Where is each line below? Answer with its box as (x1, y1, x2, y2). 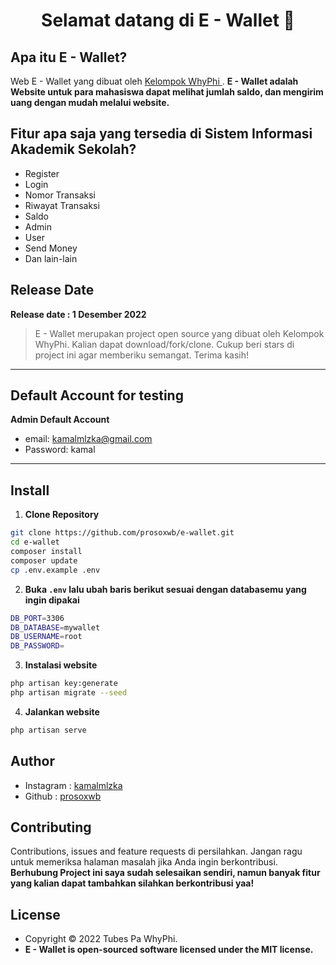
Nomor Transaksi (24, 189, 96, 201)
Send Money (24, 242, 78, 254)
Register (24, 167, 60, 179)
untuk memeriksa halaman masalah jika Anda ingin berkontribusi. (10, 856, 278, 868)
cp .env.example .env (10, 565, 101, 575)
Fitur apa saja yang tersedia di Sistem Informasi (10, 125, 313, 143)
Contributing (10, 819, 92, 836)
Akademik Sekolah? (10, 141, 137, 158)
